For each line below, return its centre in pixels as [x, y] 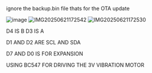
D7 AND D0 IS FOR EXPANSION [45, 54]
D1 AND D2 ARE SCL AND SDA [43, 42]
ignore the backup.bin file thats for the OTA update [68, 8]
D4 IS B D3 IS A [25, 31]
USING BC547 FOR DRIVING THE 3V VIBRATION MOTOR [75, 65]
